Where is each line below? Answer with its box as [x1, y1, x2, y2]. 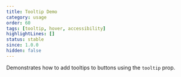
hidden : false [6, 48, 42, 54]
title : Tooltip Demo [6, 8, 58, 15]
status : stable [6, 36, 44, 42]
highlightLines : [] [6, 31, 55, 37]
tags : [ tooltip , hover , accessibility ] [6, 25, 106, 32]
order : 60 [6, 20, 31, 26]
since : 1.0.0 [6, 42, 39, 48]
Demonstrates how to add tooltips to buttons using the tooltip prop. [6, 64, 176, 71]
